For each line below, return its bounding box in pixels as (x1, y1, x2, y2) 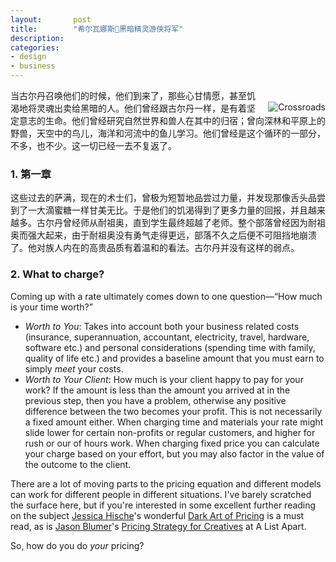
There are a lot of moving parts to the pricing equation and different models (10, 477, 322, 490)
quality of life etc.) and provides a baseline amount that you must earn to (24, 352, 325, 364)
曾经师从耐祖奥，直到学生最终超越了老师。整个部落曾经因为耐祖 (62, 217, 326, 229)
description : (10, 33, 65, 43)
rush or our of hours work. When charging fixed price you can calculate (24, 437, 320, 449)
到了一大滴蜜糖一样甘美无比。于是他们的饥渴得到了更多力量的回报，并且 (10, 204, 308, 216)
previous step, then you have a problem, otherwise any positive (24, 394, 287, 406)
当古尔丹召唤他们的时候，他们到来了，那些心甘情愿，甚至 (10, 90, 247, 101)
